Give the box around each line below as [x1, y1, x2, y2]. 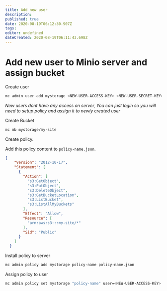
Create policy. [5, 136, 34, 142]
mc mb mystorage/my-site [5, 127, 57, 132]
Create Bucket [5, 117, 35, 123]
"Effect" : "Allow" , [23, 211, 64, 216]
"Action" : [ [23, 174, 48, 179]
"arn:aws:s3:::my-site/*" [27, 220, 81, 225]
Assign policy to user [5, 271, 48, 277]
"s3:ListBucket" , [27, 197, 64, 202]
